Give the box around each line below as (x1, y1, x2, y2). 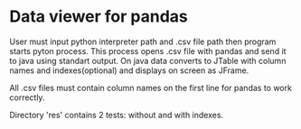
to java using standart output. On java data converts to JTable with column (9, 55, 287, 66)
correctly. (9, 92, 45, 103)
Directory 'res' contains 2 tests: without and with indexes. (9, 109, 224, 120)
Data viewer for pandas (9, 6, 188, 27)
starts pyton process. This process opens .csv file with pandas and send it (9, 45, 287, 56)
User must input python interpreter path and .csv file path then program (9, 36, 277, 47)
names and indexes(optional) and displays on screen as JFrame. (9, 65, 249, 76)
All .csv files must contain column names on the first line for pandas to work (9, 82, 292, 93)
